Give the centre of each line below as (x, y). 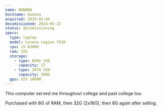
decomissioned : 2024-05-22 (33, 24)
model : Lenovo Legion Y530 (38, 42)
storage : (19, 56)
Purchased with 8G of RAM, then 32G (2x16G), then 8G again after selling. (81, 103)
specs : (12, 33)
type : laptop (23, 38)
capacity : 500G (34, 75)
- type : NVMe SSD (32, 61)
